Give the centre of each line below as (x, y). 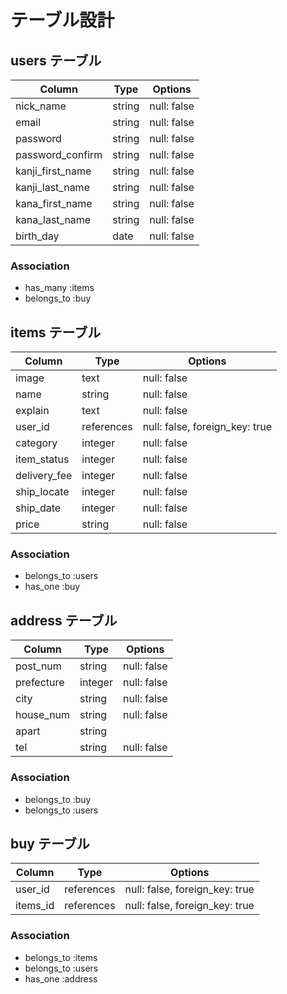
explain (32, 411)
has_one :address (61, 978)
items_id (35, 906)
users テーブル (56, 60)
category (36, 443)
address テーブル (64, 620)
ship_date (38, 508)
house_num (43, 715)
